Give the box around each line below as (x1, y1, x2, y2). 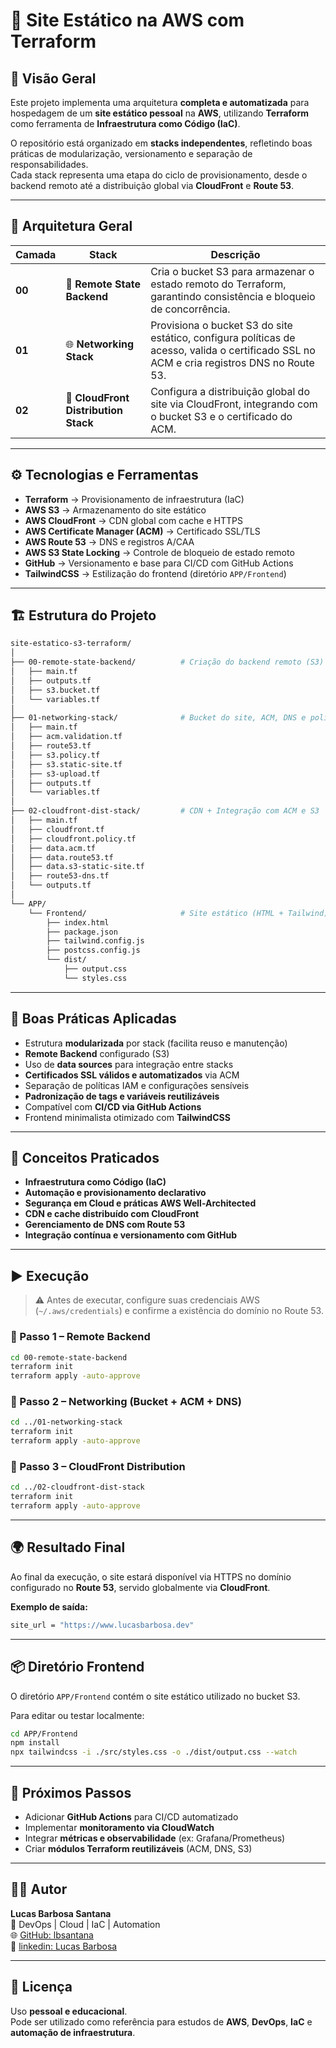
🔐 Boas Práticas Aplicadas (10, 1010, 177, 1028)
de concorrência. (150, 302, 231, 316)
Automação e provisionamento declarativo (24, 1187, 207, 1199)
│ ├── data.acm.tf (10, 843, 97, 853)
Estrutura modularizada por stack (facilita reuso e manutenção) (24, 1037, 288, 1049)
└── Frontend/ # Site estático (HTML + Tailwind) (28, 908, 329, 918)
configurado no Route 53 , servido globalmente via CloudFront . (10, 1581, 271, 1593)
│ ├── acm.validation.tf (10, 732, 123, 742)
